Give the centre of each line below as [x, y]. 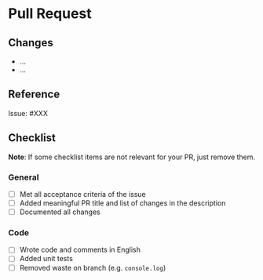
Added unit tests [46, 259]
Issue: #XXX [28, 113]
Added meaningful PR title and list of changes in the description [122, 203]
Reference [34, 95]
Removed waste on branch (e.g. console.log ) [93, 267]
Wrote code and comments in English [80, 250]
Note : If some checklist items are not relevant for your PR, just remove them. [132, 157]
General [24, 177]
